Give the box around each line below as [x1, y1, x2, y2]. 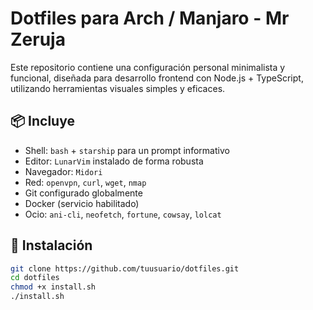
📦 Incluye [10, 113, 75, 130]
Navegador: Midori [24, 165, 103, 177]
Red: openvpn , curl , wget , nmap [24, 176, 147, 188]
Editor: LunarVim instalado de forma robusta [24, 155, 204, 167]
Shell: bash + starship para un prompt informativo [24, 144, 230, 156]
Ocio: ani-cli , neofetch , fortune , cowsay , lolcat [24, 208, 222, 220]
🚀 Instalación [10, 237, 93, 254]
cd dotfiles [10, 273, 60, 283]
